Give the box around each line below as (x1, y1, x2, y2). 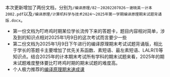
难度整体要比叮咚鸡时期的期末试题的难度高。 (26, 60, 120, 66)
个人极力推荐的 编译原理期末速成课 (12, 66, 85, 72)
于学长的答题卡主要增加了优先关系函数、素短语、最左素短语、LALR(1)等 (12, 47, 163, 53)
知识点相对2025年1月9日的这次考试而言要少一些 (26, 35, 127, 40)
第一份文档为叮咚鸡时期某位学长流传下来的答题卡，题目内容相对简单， (12, 28, 161, 34)
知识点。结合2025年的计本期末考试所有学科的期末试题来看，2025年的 (12, 54, 160, 60)
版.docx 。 (5, 17, 26, 23)
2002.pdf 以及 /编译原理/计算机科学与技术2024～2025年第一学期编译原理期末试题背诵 (5, 11, 162, 17)
